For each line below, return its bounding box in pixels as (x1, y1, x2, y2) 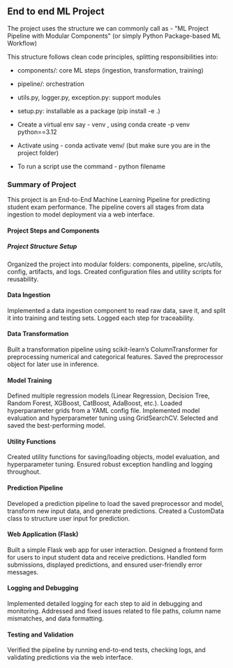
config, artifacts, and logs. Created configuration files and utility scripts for (7, 267, 222, 275)
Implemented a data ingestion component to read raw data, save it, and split (7, 306, 226, 314)
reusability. (7, 275, 39, 283)
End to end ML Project (7, 6, 105, 17)
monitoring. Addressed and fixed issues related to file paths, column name (7, 607, 221, 616)
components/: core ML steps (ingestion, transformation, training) (17, 66, 204, 74)
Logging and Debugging (7, 583, 79, 593)
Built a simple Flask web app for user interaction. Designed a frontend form (7, 545, 223, 554)
